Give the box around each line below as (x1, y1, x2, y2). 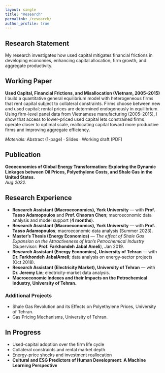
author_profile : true (5, 21, 50, 26)
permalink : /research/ (5, 16, 52, 21)
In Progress (5, 328, 41, 337)
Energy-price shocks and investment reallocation (12, 352, 112, 358)
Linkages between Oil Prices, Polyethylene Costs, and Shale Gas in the (5, 169, 153, 175)
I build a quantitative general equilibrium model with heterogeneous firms (5, 95, 154, 101)
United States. (5, 174, 35, 180)
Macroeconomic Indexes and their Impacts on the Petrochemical (12, 274, 148, 281)
